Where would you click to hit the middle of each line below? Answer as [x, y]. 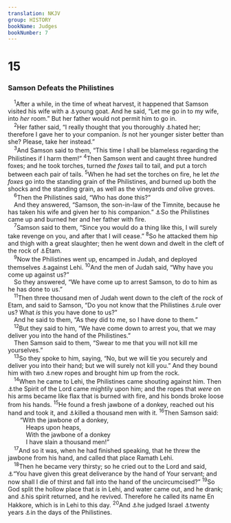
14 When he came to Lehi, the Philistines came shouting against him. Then [118, 381]
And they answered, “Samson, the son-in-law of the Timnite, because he [117, 205]
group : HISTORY [30, 20]
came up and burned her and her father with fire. [77, 219]
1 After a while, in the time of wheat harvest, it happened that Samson [111, 104]
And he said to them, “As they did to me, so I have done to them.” [106, 319]
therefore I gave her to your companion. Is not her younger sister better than [116, 135]
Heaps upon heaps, [54, 428]
